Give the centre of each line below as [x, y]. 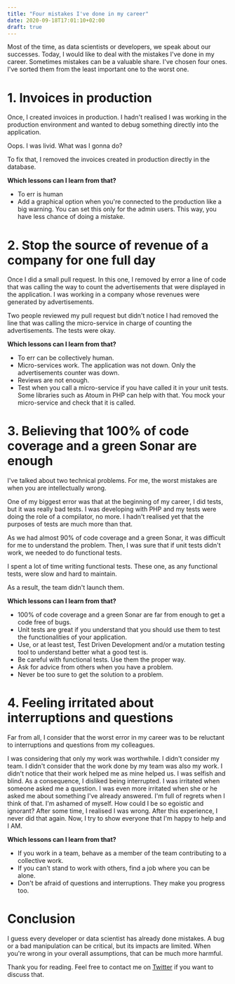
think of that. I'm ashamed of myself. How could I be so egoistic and [106, 804]
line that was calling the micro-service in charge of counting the [100, 323]
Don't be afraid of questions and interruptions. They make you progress [121, 883]
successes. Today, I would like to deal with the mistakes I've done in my [111, 54]
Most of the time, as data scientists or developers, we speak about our [109, 47]
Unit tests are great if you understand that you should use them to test [119, 630]
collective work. [40, 861]
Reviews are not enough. [53, 380]
